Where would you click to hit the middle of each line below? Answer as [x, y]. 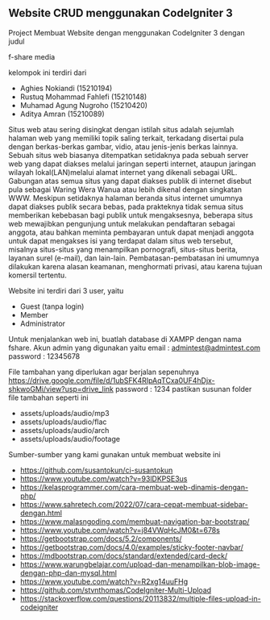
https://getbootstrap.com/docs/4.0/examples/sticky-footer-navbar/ [131, 547]
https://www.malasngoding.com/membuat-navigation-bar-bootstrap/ [135, 521]
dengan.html [41, 513]
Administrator [43, 323]
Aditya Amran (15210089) [62, 114]
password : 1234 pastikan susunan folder [184, 389]
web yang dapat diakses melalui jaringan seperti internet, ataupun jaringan [132, 164]
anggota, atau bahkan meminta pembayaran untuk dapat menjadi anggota [131, 232]
